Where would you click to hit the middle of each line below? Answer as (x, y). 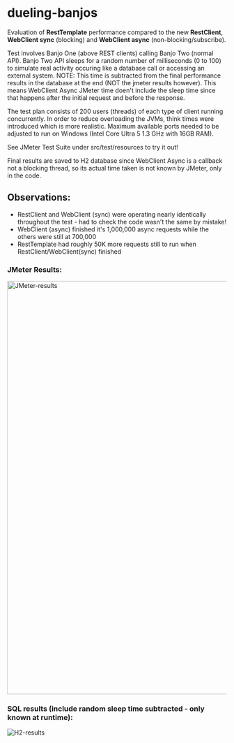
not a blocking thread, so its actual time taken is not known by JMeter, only (115, 168)
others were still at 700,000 (56, 236)
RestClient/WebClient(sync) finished (69, 251)
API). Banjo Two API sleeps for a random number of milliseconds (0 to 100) (114, 60)
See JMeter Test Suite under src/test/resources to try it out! (93, 147)
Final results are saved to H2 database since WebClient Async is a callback (115, 160)
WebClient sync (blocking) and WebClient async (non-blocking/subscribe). (117, 39)
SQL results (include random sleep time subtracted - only (106, 709)
